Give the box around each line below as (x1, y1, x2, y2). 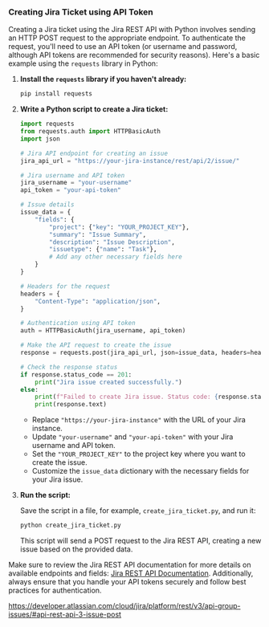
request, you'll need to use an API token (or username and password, (8, 42, 238, 51)
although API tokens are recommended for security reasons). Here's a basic (8, 51, 260, 60)
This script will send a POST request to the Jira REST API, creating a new (19, 536, 262, 546)
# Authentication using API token (19, 320, 136, 328)
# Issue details (19, 201, 75, 209)
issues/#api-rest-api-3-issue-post (8, 609, 122, 620)
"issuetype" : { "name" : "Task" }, (49, 246, 157, 254)
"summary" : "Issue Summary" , (49, 230, 147, 238)
